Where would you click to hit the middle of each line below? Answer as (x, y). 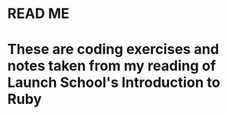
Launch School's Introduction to (114, 83)
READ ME (38, 14)
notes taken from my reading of (112, 66)
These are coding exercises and (113, 50)
